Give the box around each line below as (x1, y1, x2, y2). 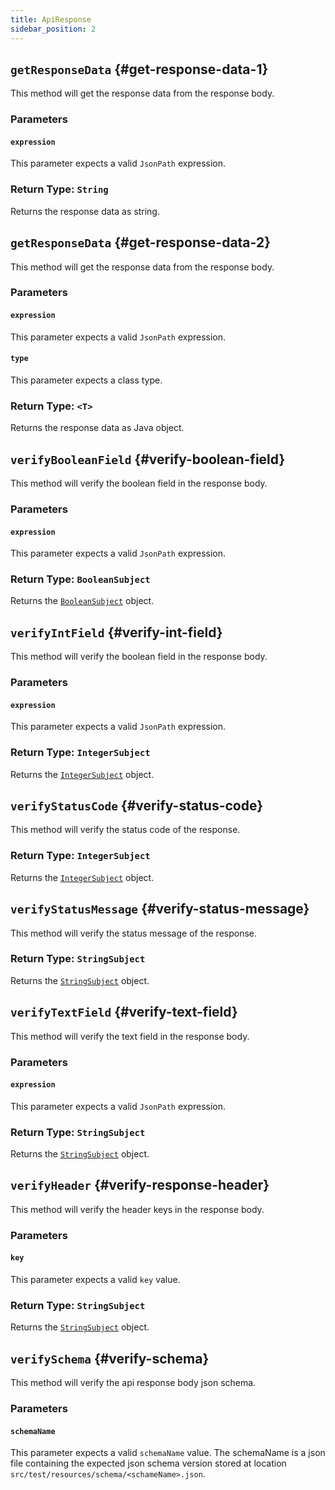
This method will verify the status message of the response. (10, 927, 258, 939)
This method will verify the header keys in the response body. (10, 1203, 265, 1215)
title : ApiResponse (10, 14, 92, 25)
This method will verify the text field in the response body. (10, 1030, 250, 1042)
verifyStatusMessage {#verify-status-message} (10, 901, 310, 918)
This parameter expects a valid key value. (10, 1274, 181, 1286)
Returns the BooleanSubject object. (10, 595, 155, 607)
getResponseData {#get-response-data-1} (10, 61, 269, 78)
